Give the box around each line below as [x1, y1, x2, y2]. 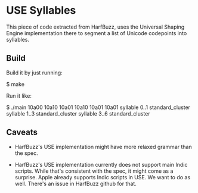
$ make [6, 80, 25, 88]
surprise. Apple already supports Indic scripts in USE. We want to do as [14, 173, 191, 180]
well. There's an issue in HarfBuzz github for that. [14, 180, 137, 187]
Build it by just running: [6, 69, 63, 76]
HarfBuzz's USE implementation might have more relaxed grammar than [14, 143, 192, 150]
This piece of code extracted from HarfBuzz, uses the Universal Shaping [6, 23, 185, 30]
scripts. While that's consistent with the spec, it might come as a [14, 167, 174, 175]
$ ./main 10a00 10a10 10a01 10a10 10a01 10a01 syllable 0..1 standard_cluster [6, 104, 191, 111]
